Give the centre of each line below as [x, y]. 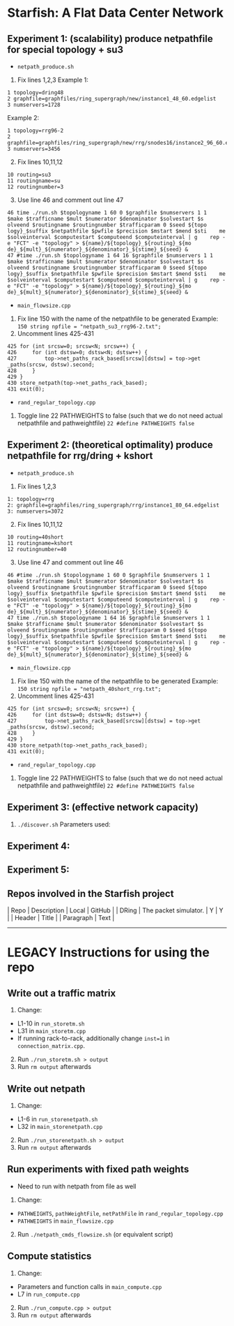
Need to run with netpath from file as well [77, 1186]
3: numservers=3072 [36, 511]
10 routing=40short [36, 537]
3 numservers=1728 [34, 105]
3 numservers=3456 [34, 149]
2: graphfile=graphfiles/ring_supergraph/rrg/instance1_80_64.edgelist [113, 505]
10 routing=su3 [29, 175]
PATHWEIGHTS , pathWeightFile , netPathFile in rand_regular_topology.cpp [120, 1213]
